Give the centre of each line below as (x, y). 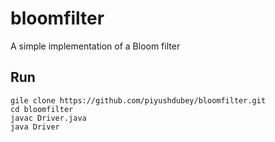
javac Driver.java (48, 118)
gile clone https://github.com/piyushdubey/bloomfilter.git (138, 100)
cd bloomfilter (42, 109)
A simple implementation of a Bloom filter (95, 46)
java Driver (35, 127)
